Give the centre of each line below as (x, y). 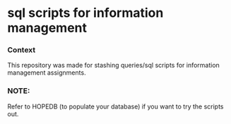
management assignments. (47, 73)
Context (22, 50)
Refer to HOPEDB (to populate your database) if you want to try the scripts (115, 106)
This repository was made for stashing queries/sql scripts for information (114, 66)
